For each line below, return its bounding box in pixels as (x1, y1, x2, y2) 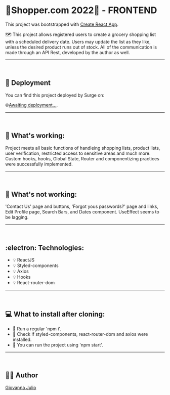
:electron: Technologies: (5, 243, 84, 252)
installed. (12, 336, 32, 342)
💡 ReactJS (12, 257, 35, 263)
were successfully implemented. (5, 161, 73, 167)
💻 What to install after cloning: (5, 310, 105, 318)
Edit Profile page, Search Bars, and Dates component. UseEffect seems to (5, 209, 159, 215)
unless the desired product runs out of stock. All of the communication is (5, 44, 157, 50)
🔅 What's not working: (5, 190, 77, 199)
